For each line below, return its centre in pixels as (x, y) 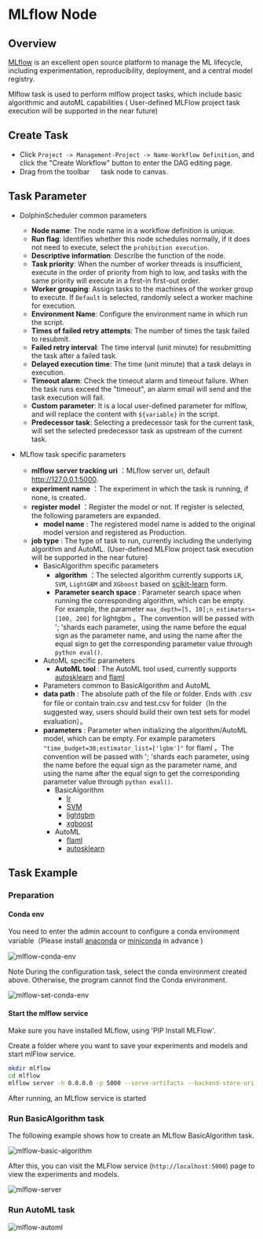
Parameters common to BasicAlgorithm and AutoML (127, 685)
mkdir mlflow (29, 1069)
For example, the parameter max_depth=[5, (123, 609)
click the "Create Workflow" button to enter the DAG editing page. (126, 163)
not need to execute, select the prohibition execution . (120, 247)
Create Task (38, 135)
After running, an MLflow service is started (77, 1098)
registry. (22, 79)
